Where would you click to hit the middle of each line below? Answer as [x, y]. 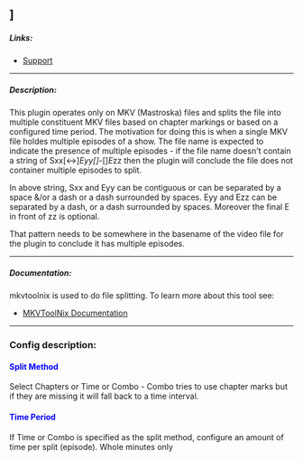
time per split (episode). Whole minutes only [92, 447]
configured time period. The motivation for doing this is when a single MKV [149, 132]
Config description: [53, 345]
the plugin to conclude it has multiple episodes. [97, 244]
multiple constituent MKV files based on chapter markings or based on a [144, 122]
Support [37, 61]
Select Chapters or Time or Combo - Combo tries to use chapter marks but [149, 387]
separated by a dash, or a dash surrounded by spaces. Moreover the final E [150, 207]
